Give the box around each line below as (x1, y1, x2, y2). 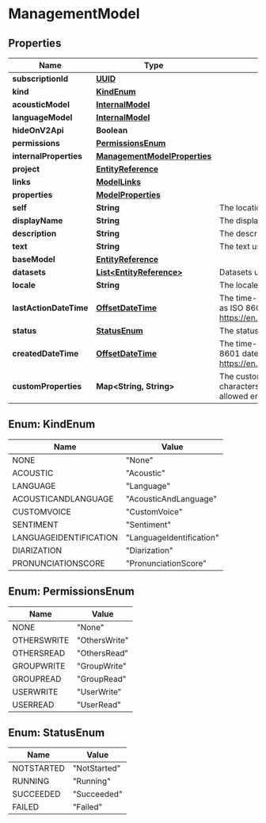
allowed (218, 390, 249, 402)
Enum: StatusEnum (8, 726, 105, 740)
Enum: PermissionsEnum (8, 585, 135, 598)
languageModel (12, 112, 73, 123)
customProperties (12, 381, 82, 391)
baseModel (12, 254, 55, 264)
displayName (12, 215, 63, 226)
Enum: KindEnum (8, 417, 96, 431)
